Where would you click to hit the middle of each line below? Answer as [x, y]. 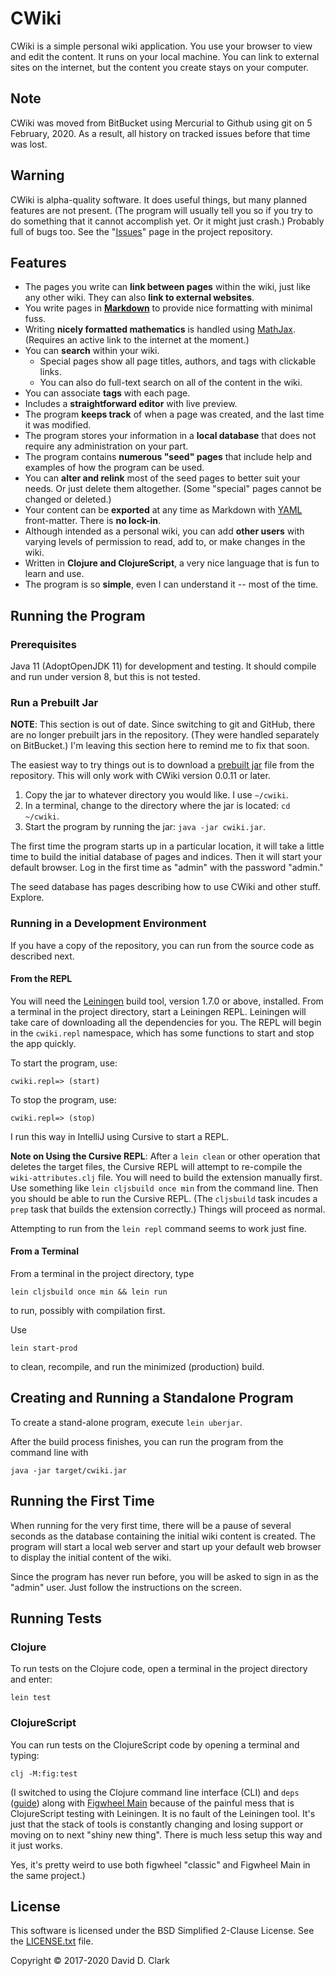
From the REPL [41, 979]
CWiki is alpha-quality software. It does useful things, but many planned [158, 199]
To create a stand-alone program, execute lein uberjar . [126, 1422]
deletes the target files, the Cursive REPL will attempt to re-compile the [156, 1166]
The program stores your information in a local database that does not [170, 436]
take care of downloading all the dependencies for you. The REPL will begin [166, 1022]
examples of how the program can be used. [114, 468]
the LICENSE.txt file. [52, 1941]
